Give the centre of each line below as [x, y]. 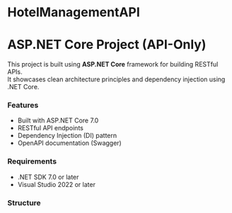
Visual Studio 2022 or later [56, 184]
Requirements [32, 161]
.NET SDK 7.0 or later [48, 177]
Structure [24, 202]
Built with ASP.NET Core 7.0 [58, 120]
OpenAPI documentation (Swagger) [69, 143]
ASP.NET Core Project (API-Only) [107, 45]
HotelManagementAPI [74, 12]
